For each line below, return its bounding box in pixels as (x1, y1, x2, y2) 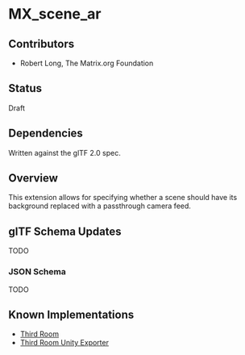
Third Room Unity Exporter (19, 338, 109, 348)
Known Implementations (8, 307, 135, 321)
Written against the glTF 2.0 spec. (8, 148, 121, 157)
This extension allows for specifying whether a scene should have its (8, 193, 238, 203)
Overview (8, 171, 59, 186)
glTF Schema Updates (8, 224, 122, 238)
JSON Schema (8, 266, 66, 278)
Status (8, 81, 43, 95)
